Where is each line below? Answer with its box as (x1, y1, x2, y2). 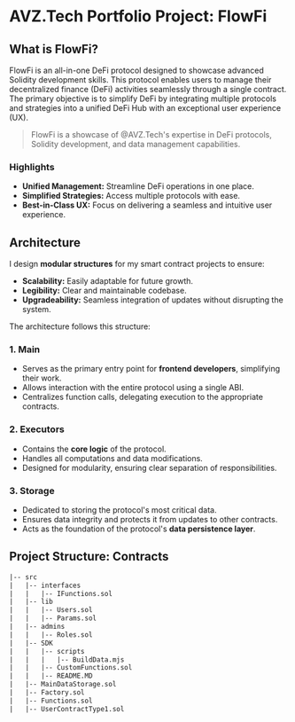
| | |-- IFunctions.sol (9, 589, 113, 598)
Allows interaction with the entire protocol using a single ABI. (21, 382, 245, 393)
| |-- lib (9, 597, 53, 607)
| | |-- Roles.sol (9, 630, 93, 640)
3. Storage (9, 484, 55, 497)
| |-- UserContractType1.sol (9, 704, 125, 713)
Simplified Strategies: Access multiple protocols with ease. (21, 191, 241, 201)
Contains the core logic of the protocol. (21, 443, 167, 454)
